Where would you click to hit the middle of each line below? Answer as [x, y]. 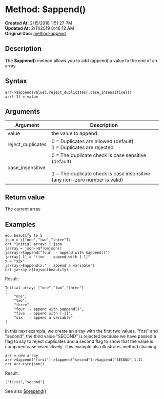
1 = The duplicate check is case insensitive [101, 174]
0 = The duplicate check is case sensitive [99, 155]
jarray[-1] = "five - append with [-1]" [48, 257]
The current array [23, 209]
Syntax [16, 81]
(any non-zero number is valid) [87, 180]
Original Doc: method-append [36, 33]
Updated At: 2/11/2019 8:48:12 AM [40, 28]
